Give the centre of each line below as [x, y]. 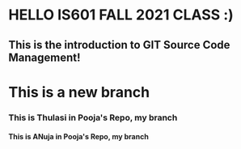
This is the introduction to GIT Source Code [119, 45]
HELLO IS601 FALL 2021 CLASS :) [121, 15]
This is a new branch [79, 92]
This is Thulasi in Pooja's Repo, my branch [93, 117]
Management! [44, 57]
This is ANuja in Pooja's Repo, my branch [79, 137]
